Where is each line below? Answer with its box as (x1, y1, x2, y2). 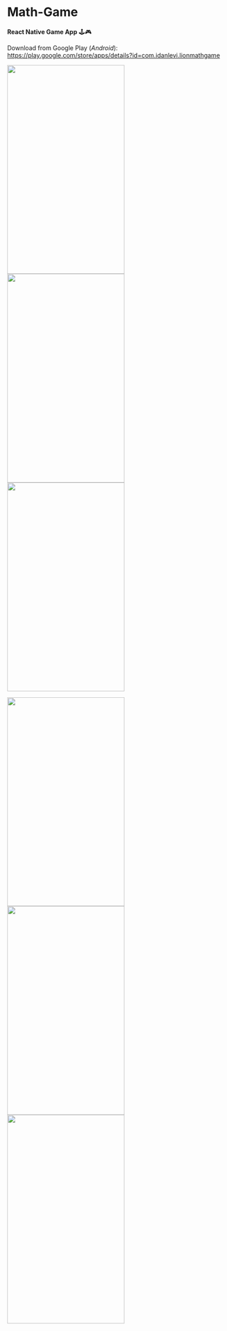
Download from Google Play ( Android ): (7, 43, 118, 52)
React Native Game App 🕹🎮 (7, 27, 92, 35)
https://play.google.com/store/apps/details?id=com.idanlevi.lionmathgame (7, 51, 221, 59)
